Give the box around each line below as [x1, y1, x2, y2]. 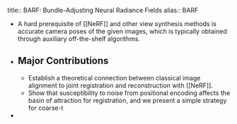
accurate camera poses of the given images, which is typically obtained [17, 27, 228, 35]
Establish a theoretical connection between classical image [28, 73, 201, 82]
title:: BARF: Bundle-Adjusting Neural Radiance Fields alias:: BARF [7, 6, 199, 14]
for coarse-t [28, 104, 64, 112]
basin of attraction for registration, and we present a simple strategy [28, 96, 227, 104]
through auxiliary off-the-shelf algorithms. [17, 35, 140, 43]
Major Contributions [17, 55, 109, 67]
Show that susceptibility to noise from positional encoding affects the [28, 88, 231, 97]
